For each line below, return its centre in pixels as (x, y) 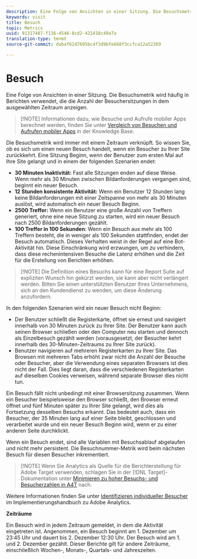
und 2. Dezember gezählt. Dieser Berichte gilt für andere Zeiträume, (88, 544)
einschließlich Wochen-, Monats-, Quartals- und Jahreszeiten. (81, 550)
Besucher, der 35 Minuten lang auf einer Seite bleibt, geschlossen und (91, 418)
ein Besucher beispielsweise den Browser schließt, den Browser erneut (92, 399)
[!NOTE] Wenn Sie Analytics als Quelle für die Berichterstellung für (101, 466)
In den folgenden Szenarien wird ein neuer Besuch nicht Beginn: (84, 308)
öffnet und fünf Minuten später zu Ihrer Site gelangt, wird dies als (85, 406)
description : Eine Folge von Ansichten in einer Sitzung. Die (84, 11)
